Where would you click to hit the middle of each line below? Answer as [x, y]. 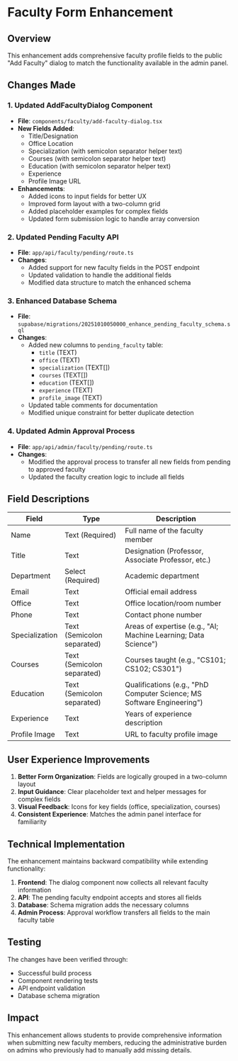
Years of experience [159, 714]
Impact [23, 1018]
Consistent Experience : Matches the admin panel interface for [109, 815]
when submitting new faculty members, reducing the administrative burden [117, 1043]
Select [75, 572]
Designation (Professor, [164, 551]
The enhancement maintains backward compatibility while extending [108, 861]
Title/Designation [53, 136]
